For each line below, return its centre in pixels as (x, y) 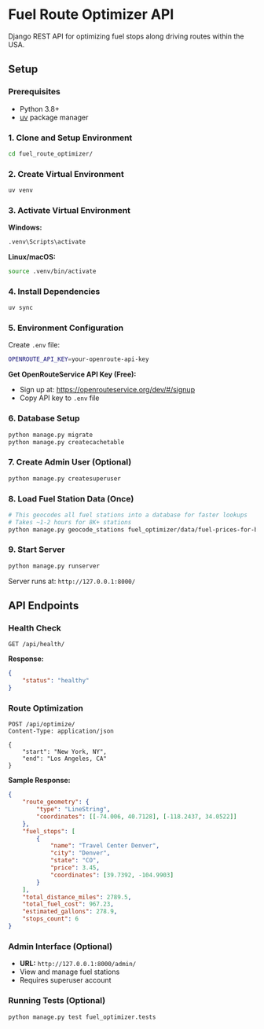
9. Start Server (37, 549)
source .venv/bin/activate (52, 272)
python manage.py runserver (54, 566)
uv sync (21, 308)
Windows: (25, 228)
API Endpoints (44, 606)
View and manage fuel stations (70, 972)
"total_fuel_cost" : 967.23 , (68, 904)
